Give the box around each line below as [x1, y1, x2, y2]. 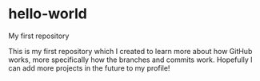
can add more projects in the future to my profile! [8, 63, 170, 72]
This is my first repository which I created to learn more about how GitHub [8, 46, 253, 56]
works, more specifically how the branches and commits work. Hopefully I [8, 55, 254, 64]
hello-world [8, 5, 88, 23]
